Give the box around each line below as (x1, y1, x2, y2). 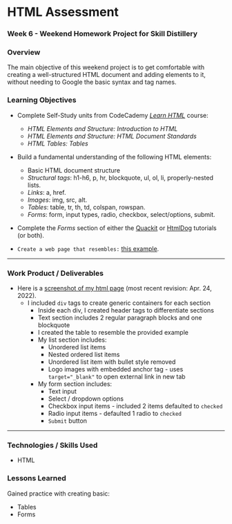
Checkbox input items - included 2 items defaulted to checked (48, 402, 223, 410)
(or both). (17, 231, 45, 239)
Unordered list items (48, 343, 106, 351)
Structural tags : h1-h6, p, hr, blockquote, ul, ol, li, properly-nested (27, 173, 214, 182)
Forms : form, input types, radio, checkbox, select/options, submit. (27, 210, 215, 218)
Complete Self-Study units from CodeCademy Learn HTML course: (17, 111, 209, 119)
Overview (7, 48, 41, 58)
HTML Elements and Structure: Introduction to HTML (27, 124, 178, 132)
